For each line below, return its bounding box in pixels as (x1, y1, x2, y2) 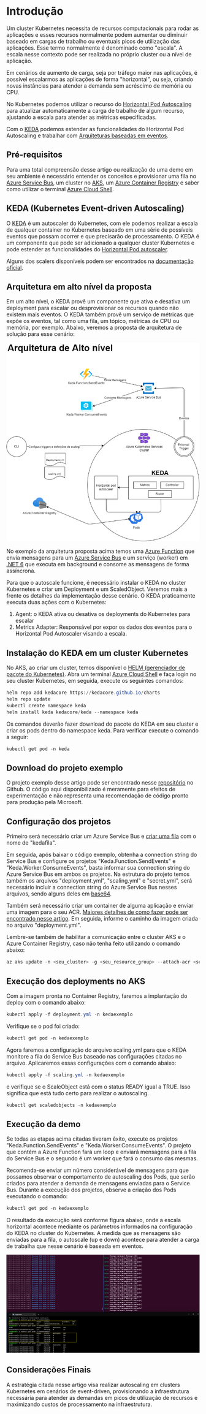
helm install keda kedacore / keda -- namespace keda (6, 709, 139, 715)
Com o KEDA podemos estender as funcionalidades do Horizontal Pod (6, 125, 184, 132)
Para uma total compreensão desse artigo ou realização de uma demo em (6, 165, 193, 173)
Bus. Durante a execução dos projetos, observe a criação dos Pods (6, 1186, 177, 1193)
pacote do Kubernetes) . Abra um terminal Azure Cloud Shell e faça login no (6, 671, 197, 678)
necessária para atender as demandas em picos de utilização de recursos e (6, 1394, 198, 1401)
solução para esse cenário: (6, 330, 75, 338)
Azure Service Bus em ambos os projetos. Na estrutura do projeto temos (6, 870, 190, 878)
